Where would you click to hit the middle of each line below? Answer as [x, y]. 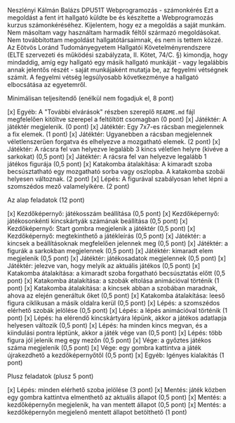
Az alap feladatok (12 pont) [46, 200]
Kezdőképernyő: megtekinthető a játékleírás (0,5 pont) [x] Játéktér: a [107, 236]
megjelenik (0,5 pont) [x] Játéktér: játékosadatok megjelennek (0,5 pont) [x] [117, 258]
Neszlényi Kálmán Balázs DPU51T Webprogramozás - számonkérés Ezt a [113, 10]
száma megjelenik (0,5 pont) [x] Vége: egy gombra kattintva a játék [105, 348]
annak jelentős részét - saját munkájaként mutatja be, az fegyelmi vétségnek [118, 70]
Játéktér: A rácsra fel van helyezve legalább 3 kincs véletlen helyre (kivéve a [118, 149]
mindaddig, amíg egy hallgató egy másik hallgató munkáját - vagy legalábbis [118, 62]
